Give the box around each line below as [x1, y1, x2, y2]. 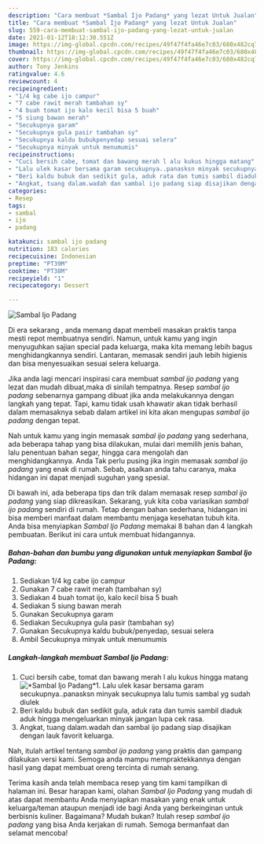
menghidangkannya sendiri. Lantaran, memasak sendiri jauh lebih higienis [8, 351, 247, 360]
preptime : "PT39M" [8, 260, 68, 267]
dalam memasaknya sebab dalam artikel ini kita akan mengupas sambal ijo [8, 407, 250, 417]
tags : [8, 201, 26, 209]
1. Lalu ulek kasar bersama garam [95, 681, 204, 691]
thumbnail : [8, 48, 44, 56]
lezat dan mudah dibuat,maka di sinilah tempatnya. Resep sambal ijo [8, 382, 230, 392]
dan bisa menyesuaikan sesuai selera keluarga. [8, 359, 161, 368]
